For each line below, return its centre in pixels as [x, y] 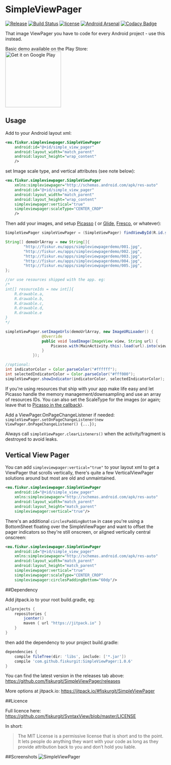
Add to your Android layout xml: [38, 133]
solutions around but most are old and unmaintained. [61, 478]
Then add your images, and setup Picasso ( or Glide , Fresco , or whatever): [83, 224]
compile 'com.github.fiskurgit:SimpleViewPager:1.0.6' [74, 661]
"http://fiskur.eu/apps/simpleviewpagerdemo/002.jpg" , [83, 251]
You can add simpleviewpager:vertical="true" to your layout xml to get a [82, 467]
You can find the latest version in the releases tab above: [65, 676]
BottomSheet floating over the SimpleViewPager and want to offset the [79, 527]
